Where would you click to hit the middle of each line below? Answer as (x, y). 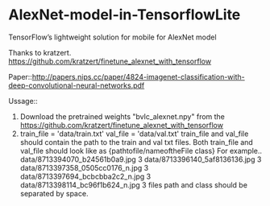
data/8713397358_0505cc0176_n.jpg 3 (84, 167)
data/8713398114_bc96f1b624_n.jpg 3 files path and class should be (134, 185)
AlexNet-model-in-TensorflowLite (125, 15)
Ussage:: (23, 101)
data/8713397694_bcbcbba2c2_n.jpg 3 (85, 176)
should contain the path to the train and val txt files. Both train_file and (137, 142)
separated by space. (54, 193)
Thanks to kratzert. (40, 52)
